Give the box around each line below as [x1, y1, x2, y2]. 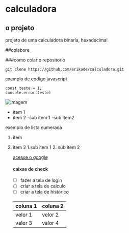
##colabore [5, 47, 30, 53]
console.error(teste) [5, 90, 51, 95]
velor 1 [15, 211, 32, 218]
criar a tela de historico [20, 189, 69, 195]
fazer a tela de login [20, 177, 62, 183]
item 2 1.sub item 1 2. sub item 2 [12, 144, 80, 150]
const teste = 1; [5, 86, 42, 91]
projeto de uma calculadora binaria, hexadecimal [5, 37, 108, 43]
